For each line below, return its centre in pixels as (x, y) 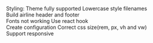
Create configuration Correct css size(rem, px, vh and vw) (76, 27)
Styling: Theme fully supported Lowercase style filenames (76, 9)
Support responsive (30, 34)
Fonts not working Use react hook (47, 21)
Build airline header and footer (43, 15)
